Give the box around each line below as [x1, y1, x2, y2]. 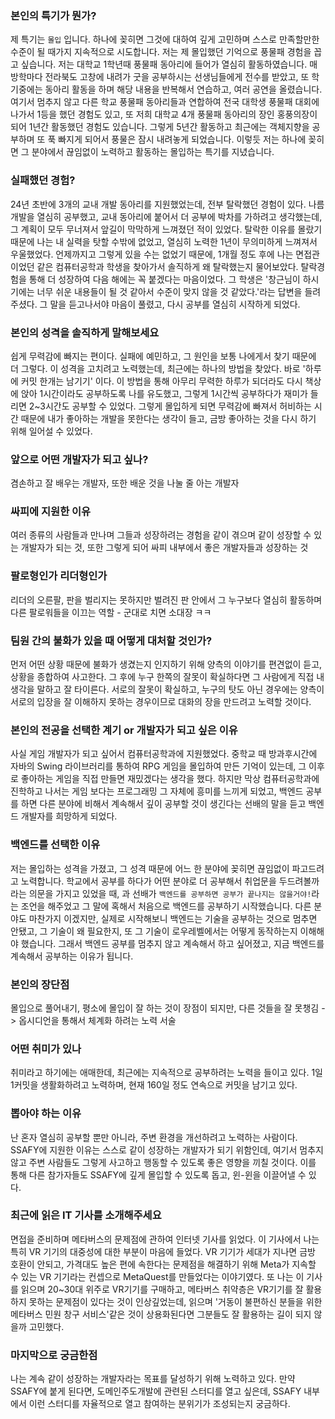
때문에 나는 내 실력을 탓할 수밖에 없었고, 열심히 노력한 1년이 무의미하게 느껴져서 [10, 235, 318, 247]
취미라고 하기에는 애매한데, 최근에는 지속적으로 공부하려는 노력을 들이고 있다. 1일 [10, 1067, 323, 1079]
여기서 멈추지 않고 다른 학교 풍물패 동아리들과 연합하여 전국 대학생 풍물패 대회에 [10, 96, 320, 108]
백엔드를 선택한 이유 [10, 838, 101, 852]
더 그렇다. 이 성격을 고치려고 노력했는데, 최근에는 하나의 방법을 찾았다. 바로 [10, 362, 301, 374]
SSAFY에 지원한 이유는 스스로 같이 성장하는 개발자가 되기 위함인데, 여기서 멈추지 [10, 1143, 324, 1156]
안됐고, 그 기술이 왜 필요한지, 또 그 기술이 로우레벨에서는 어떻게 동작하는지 [10, 925, 298, 937]
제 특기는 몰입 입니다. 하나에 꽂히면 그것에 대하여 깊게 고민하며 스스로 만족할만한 [10, 33, 320, 46]
